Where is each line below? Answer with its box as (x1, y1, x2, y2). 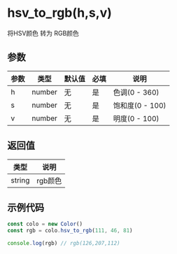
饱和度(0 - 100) (113, 100, 167, 110)
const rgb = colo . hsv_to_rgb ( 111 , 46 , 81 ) (7, 227, 133, 234)
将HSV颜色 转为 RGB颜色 (7, 29, 79, 37)
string (10, 175, 30, 185)
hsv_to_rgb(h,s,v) (7, 5, 112, 21)
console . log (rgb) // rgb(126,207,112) (7, 240, 120, 247)
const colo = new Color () (7, 220, 83, 228)
